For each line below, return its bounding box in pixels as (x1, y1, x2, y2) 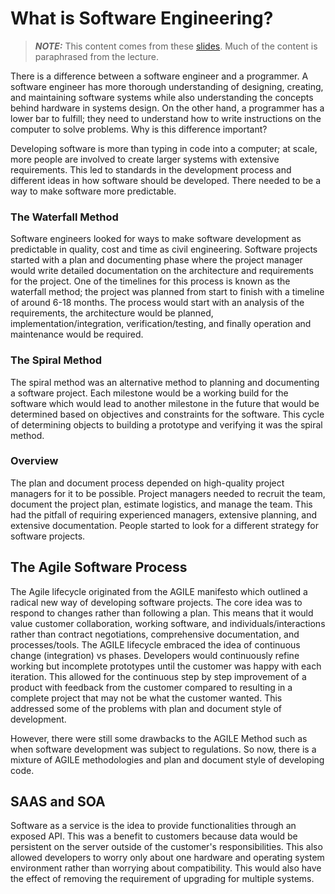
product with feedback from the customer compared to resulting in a (10, 681, 293, 693)
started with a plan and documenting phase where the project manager (10, 254, 303, 266)
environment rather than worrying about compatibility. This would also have (10, 862, 322, 874)
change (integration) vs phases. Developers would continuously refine (10, 649, 300, 661)
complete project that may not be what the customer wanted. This (10, 692, 283, 704)
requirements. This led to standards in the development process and (10, 163, 292, 176)
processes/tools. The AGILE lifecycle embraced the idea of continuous (10, 638, 301, 651)
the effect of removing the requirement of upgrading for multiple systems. (10, 873, 315, 885)
